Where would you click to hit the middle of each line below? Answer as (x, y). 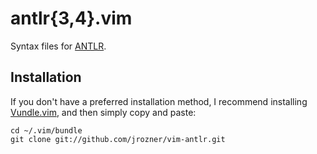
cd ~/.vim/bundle (46, 130)
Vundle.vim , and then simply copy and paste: (103, 112)
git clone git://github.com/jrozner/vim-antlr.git (118, 139)
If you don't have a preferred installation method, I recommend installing (159, 101)
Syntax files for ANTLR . (58, 46)
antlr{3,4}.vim (71, 18)
